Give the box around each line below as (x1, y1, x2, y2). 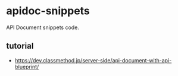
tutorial (6, 41, 34, 51)
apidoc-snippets (6, 4, 90, 18)
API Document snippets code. (6, 24, 79, 31)
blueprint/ (14, 63, 39, 70)
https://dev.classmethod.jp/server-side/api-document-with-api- (14, 56, 172, 64)
